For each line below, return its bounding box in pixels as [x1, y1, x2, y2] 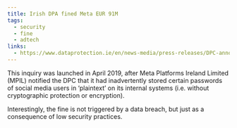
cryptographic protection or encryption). [7, 91, 125, 99]
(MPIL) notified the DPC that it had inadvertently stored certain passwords [7, 76, 223, 84]
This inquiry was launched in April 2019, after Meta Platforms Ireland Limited [7, 68, 229, 77]
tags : [7, 17, 23, 24]
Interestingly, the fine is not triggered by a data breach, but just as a [7, 105, 205, 113]
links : [7, 43, 27, 50]
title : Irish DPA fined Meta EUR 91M [7, 10, 119, 18]
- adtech [13, 37, 39, 44]
